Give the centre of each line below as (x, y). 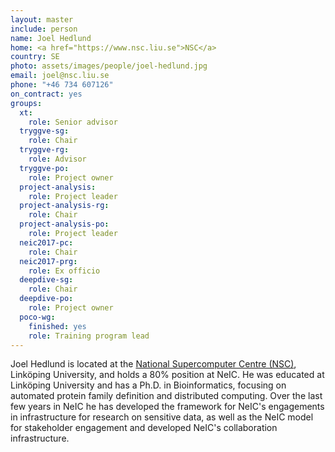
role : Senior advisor (73, 122)
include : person (44, 29)
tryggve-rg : (44, 150)
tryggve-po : (44, 168)
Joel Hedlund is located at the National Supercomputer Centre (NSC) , (153, 364)
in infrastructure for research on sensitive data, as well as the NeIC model (162, 417)
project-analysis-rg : (64, 206)
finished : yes (57, 326)
